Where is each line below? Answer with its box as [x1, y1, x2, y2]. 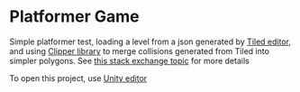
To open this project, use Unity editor [9, 72, 148, 83]
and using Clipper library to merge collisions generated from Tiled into [9, 45, 270, 56]
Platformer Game [9, 6, 140, 27]
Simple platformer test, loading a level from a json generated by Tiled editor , [9, 36, 291, 47]
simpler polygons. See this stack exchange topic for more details [9, 55, 250, 66]
